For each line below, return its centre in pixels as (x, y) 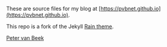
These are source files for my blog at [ (53, 9)
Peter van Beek (25, 38)
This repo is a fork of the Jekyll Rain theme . (60, 26)
